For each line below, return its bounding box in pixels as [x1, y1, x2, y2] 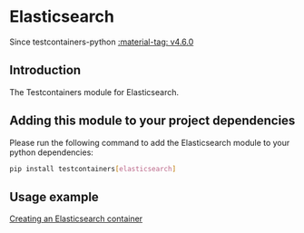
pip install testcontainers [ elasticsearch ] [9, 164, 177, 173]
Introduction [9, 63, 82, 78]
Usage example [9, 189, 100, 205]
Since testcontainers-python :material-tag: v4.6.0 [9, 36, 194, 47]
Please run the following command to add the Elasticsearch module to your [9, 137, 290, 148]
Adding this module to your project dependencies [9, 113, 296, 129]
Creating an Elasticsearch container [9, 213, 143, 224]
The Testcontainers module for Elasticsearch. [9, 86, 180, 97]
